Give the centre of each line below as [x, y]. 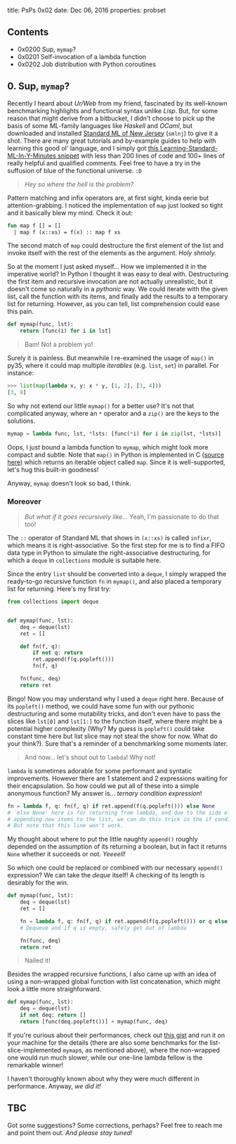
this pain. [20, 312]
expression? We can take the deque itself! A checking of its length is [106, 875]
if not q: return [58, 653]
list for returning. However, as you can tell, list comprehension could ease [113, 304]
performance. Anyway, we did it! [54, 1086]
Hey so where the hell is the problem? [79, 184]
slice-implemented [34, 1050]
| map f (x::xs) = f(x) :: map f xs [67, 232]
